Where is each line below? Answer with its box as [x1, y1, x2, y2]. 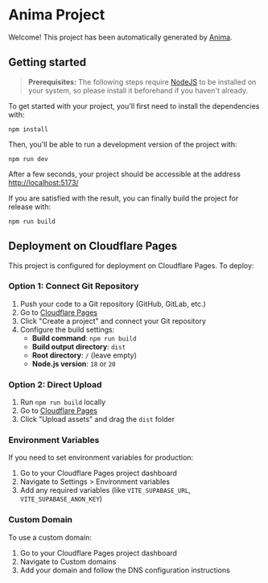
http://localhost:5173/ [8, 177, 79, 187]
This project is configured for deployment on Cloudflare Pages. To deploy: [8, 260, 254, 271]
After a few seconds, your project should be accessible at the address [8, 169, 241, 179]
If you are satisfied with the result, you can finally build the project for [8, 193, 239, 203]
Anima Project [8, 6, 105, 24]
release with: [8, 201, 51, 211]
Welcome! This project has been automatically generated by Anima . [8, 32, 233, 42]
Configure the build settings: [19, 325, 115, 334]
